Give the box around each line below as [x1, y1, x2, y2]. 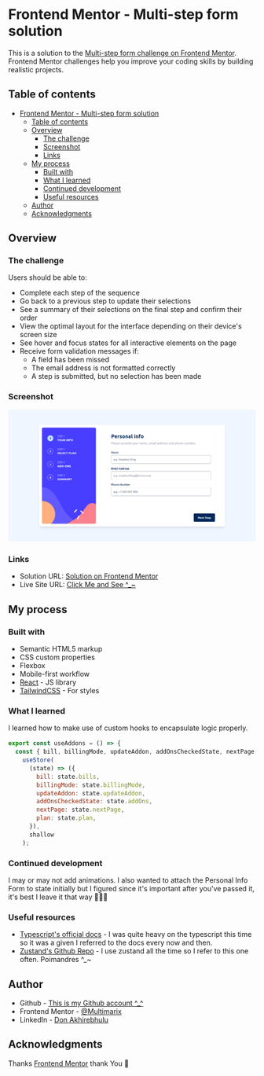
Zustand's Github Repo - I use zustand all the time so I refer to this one [19, 946, 249, 956]
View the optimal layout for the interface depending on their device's [19, 321, 242, 331]
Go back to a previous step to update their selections [19, 296, 191, 306]
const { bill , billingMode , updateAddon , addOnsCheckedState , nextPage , [15, 748, 258, 756]
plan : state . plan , [36, 814, 97, 822]
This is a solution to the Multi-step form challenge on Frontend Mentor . [8, 48, 237, 57]
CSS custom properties [19, 652, 96, 662]
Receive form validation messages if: [19, 347, 140, 356]
